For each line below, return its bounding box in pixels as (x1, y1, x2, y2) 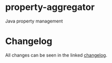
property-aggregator (5, 1, 95, 13)
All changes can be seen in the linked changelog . (5, 52, 107, 58)
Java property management (5, 18, 63, 24)
